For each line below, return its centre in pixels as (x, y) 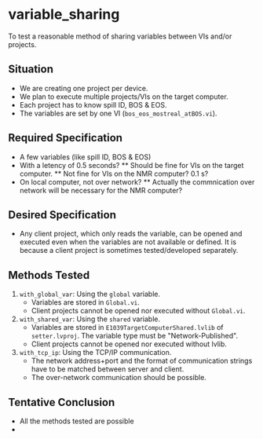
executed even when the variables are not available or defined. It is (128, 242)
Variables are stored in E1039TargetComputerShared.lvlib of (127, 327)
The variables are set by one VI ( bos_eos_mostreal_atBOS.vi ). (118, 113)
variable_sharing (64, 15)
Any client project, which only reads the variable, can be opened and (131, 234)
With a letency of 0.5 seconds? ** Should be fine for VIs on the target (131, 165)
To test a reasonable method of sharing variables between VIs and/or (120, 36)
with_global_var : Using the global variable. (90, 294)
